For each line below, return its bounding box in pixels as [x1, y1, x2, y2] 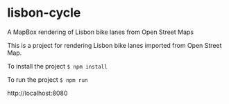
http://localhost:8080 [7, 89, 68, 97]
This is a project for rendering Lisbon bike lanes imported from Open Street [7, 41, 222, 49]
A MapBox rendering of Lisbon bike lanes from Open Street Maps [7, 28, 194, 36]
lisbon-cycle [7, 5, 81, 21]
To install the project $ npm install [7, 62, 108, 70]
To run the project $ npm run [7, 75, 88, 84]
